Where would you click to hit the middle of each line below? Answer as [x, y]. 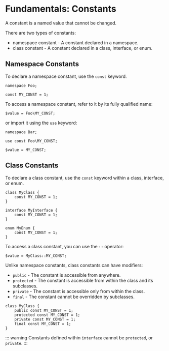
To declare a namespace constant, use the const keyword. [66, 76]
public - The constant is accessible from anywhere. [67, 275]
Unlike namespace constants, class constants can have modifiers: [74, 265]
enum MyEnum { [20, 228]
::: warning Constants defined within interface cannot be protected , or [79, 338]
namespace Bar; [21, 132]
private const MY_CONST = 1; [45, 319]
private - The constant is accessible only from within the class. [79, 291]
